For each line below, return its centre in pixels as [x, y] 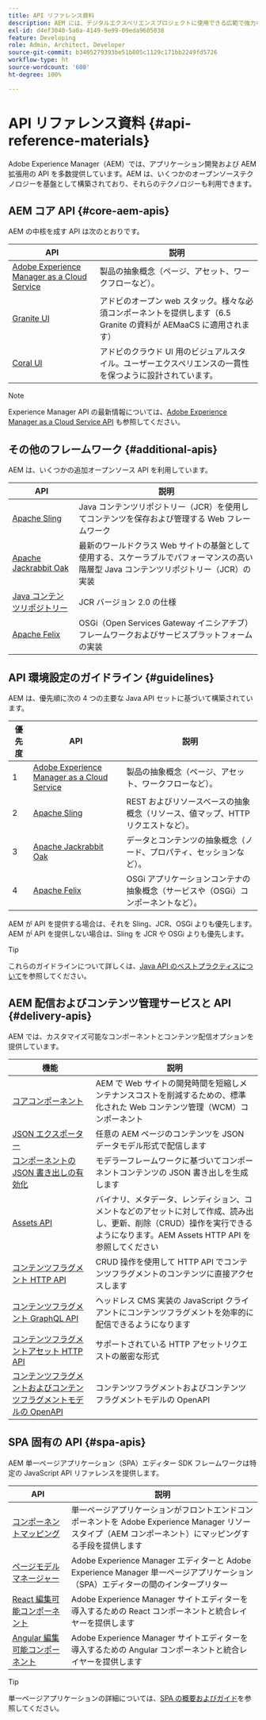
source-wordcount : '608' [49, 67]
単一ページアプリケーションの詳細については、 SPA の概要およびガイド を [127, 1698]
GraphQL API [55, 1318]
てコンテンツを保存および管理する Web [152, 519]
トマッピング [36, 1533]
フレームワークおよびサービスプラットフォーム [166, 635]
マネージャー [36, 1578]
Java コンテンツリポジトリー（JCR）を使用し [164, 507]
